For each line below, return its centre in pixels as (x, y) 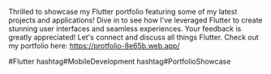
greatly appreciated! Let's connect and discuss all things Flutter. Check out (134, 37)
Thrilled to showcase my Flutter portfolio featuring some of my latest (123, 12)
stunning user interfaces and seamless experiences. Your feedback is (125, 29)
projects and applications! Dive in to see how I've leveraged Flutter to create (135, 20)
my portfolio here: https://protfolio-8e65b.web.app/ (94, 46)
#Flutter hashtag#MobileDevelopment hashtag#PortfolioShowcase (120, 61)
